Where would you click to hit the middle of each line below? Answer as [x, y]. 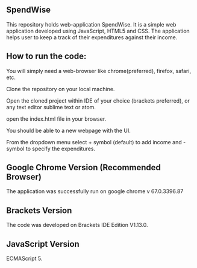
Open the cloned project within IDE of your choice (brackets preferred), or [98, 101]
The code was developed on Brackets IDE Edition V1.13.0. [77, 225]
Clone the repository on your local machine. [61, 89]
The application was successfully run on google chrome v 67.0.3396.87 [95, 191]
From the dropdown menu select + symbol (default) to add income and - [96, 142]
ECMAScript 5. [24, 258]
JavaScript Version [43, 244]
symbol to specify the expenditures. [51, 148]
